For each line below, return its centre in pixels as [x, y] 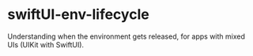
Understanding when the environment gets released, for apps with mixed [126, 36]
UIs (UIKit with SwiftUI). [46, 44]
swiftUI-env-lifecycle [78, 15]
